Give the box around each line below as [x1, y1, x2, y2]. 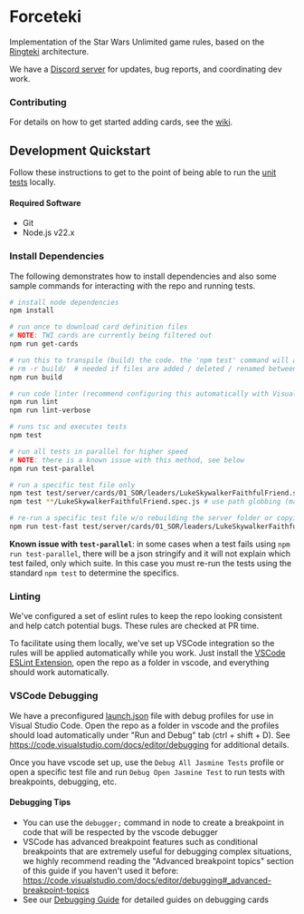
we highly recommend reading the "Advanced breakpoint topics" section [22, 855, 294, 866]
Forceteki [9, 6, 82, 27]
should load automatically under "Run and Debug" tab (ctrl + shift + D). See [9, 729, 291, 741]
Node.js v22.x [22, 227, 75, 238]
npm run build [9, 372, 63, 382]
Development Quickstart [9, 143, 151, 158]
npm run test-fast [9, 522, 79, 532]
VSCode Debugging [9, 690, 99, 703]
